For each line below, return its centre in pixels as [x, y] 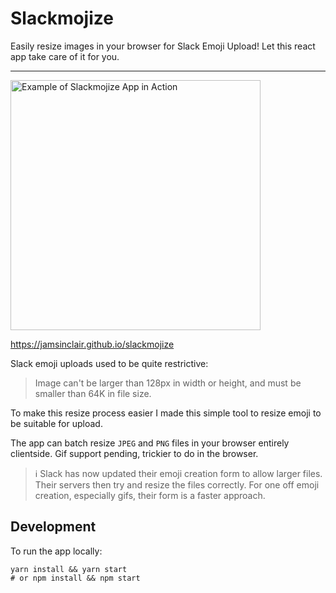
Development [53, 527]
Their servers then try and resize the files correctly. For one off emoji [177, 484]
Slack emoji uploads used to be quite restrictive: [109, 363]
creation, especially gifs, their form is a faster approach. [150, 495]
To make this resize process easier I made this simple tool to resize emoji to [166, 413]
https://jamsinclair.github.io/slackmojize [92, 344]
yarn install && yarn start [69, 569]
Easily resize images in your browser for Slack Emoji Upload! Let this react [163, 46]
